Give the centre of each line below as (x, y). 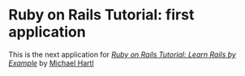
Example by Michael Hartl (52, 63)
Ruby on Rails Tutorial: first (101, 15)
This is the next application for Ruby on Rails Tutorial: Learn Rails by (122, 54)
